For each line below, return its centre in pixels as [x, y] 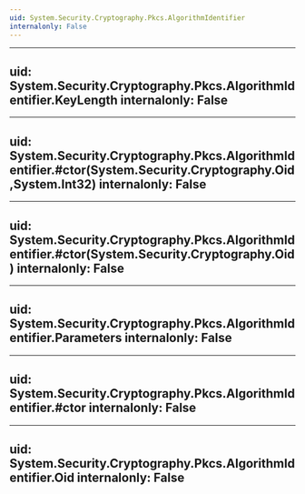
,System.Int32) [53, 184]
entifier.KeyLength [64, 100]
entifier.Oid [42, 477]
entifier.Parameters [66, 338]
